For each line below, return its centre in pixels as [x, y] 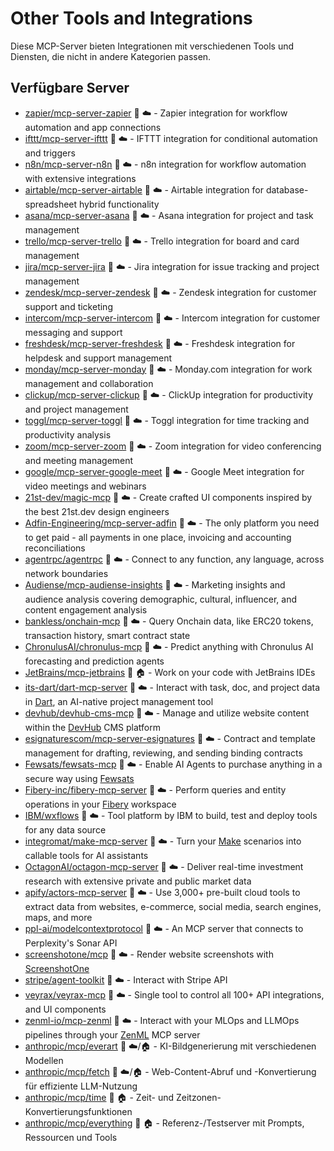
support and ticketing [68, 306]
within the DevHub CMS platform [92, 727]
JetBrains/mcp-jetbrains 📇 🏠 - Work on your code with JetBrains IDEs [170, 672]
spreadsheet [51, 204]
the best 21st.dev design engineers [97, 511]
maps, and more [58, 917]
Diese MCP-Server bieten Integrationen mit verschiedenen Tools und [152, 46]
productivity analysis [68, 434]
